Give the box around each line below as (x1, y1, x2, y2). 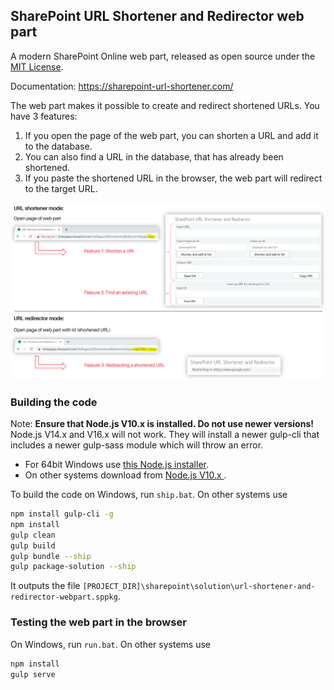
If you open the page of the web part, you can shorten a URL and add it (24, 129, 319, 141)
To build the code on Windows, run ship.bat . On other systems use (10, 489, 288, 501)
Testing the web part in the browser (10, 615, 187, 629)
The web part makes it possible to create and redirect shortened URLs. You (10, 99, 320, 111)
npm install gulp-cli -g (10, 509, 114, 519)
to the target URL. (24, 182, 98, 194)
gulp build (10, 540, 56, 551)
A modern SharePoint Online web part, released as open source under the (10, 50, 316, 62)
